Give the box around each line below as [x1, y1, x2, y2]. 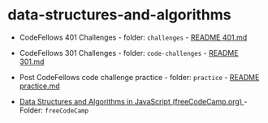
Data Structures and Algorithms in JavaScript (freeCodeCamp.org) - [19, 96, 248, 106]
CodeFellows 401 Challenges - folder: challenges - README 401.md [19, 32, 248, 42]
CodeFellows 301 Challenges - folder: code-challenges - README [19, 48, 239, 57]
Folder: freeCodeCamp [19, 105, 89, 115]
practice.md [19, 81, 60, 91]
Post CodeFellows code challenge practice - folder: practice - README [19, 72, 260, 82]
